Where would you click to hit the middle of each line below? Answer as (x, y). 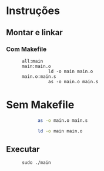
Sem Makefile (40, 105)
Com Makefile (26, 49)
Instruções (33, 11)
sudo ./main (36, 163)
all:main (32, 61)
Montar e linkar (34, 33)
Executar (23, 149)
